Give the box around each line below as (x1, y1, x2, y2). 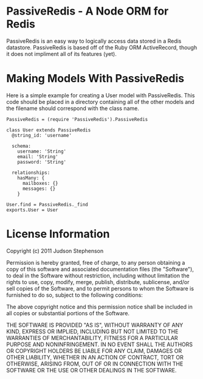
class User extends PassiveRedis (6, 127, 91, 133)
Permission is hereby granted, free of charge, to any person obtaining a (6, 259, 185, 266)
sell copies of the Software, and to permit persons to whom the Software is (6, 285, 194, 292)
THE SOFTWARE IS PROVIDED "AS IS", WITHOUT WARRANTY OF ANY (6, 321, 184, 329)
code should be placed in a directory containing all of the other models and (6, 98, 194, 105)
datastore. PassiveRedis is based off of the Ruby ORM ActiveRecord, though (6, 44, 198, 51)
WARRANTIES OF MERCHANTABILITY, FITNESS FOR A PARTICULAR (6, 334, 178, 341)
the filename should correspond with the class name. (6, 105, 140, 112)
